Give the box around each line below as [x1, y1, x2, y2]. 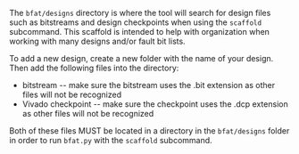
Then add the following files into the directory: [9, 62, 179, 73]
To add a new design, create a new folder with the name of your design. [9, 53, 274, 63]
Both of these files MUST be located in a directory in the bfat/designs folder [9, 126, 290, 136]
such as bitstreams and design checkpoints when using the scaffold [9, 17, 262, 28]
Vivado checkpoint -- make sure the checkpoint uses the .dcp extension [21, 99, 288, 109]
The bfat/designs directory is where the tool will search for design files [9, 8, 271, 18]
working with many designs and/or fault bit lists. [9, 36, 186, 46]
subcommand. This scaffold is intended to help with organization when [9, 27, 270, 36]
